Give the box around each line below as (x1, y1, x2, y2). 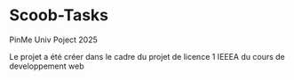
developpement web (9, 61, 84, 71)
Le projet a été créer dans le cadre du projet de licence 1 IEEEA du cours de (9, 51, 286, 62)
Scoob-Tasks (9, 5, 109, 25)
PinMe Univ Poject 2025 (9, 34, 98, 45)
